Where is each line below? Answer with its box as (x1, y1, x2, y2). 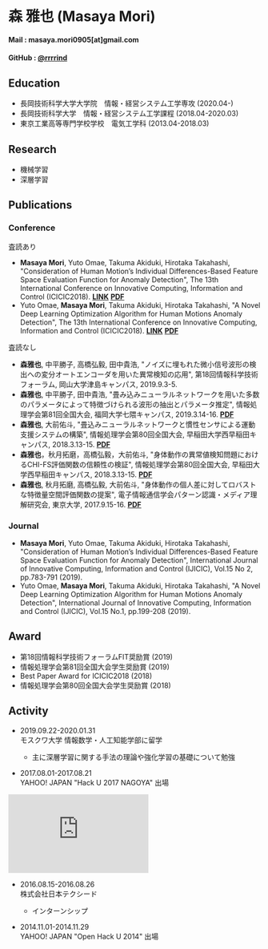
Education (8, 76, 61, 90)
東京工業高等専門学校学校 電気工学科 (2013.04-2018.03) (19, 119, 210, 128)
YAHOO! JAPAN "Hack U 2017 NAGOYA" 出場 (19, 777, 170, 787)
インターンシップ (31, 906, 88, 915)
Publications (8, 198, 73, 212)
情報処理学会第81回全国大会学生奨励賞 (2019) (19, 662, 170, 672)
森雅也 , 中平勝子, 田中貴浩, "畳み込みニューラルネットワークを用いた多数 (19, 390, 260, 399)
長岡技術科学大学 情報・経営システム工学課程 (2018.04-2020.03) (19, 109, 239, 119)
